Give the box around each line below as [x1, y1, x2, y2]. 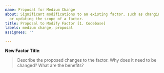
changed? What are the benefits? [17, 62, 84, 68]
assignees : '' [5, 30, 34, 35]
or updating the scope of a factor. [9, 16, 84, 21]
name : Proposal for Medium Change [5, 7, 76, 12]
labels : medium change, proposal [5, 25, 73, 30]
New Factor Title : [5, 48, 41, 53]
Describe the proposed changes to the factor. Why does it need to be [17, 57, 157, 63]
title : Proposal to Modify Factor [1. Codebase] [5, 21, 106, 26]
